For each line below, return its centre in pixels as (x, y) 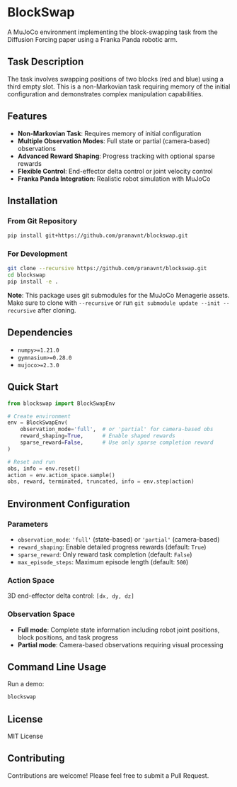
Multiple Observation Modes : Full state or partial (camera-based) (114, 141)
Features (27, 117)
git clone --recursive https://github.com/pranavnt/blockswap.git (107, 269)
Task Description (46, 62)
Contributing (36, 758)
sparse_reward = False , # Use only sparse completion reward (117, 443)
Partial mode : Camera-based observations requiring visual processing (121, 644)
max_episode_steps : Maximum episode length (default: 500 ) (103, 562)
